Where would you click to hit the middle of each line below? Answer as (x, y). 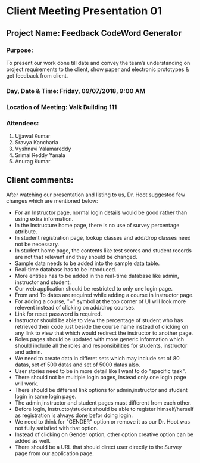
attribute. (26, 231)
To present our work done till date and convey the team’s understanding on (98, 63)
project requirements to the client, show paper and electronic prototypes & (98, 69)
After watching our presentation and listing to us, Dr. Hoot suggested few (96, 195)
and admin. (29, 352)
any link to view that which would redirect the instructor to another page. (104, 333)
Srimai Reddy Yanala (40, 155)
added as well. (32, 440)
